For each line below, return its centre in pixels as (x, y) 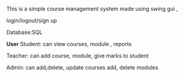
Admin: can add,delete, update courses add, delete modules (83, 67)
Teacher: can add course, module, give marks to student (78, 56)
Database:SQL (24, 32)
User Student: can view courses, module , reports (69, 44)
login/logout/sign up (32, 20)
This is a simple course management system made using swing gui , (92, 9)
